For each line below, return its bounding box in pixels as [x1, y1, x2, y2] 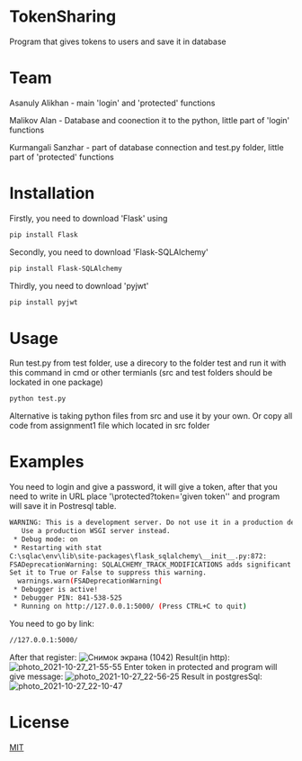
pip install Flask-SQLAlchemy [9, 264, 123, 273]
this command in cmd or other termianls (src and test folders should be [9, 367, 272, 378]
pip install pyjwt [9, 297, 78, 307]
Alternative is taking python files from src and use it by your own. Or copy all [9, 411, 293, 421]
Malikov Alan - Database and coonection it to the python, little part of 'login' [9, 114, 290, 125]
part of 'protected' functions [9, 151, 114, 162]
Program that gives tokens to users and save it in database [9, 36, 226, 47]
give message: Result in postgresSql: [9, 671, 262, 682]
